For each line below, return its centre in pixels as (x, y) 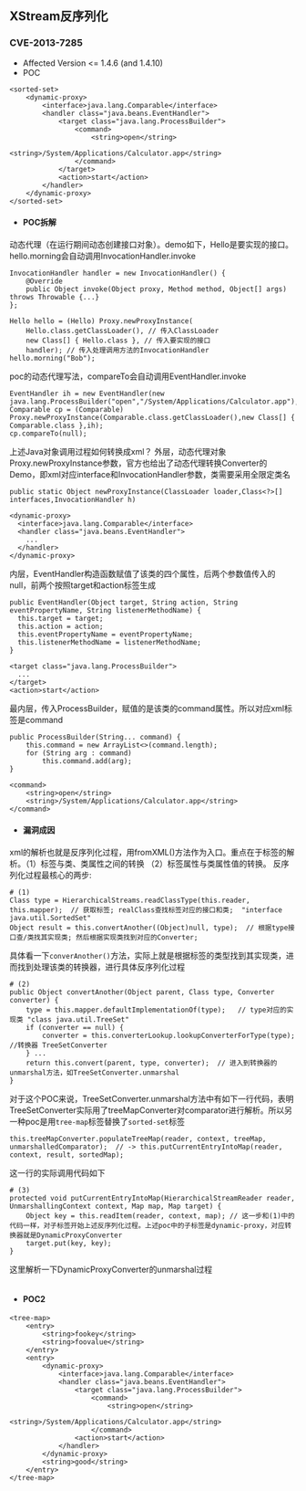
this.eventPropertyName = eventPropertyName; (106, 634)
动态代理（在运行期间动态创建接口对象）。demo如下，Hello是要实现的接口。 (152, 244)
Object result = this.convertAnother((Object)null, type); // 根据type (149, 928)
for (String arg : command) (79, 753)
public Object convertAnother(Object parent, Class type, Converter (142, 992)
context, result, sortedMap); (67, 1155)
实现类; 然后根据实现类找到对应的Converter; (122, 938)
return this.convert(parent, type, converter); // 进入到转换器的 (152, 1063)
